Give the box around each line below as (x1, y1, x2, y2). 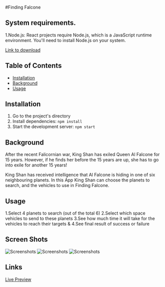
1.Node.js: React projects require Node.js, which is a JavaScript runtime (5, 32, 152, 38)
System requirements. (5, 18, 76, 27)
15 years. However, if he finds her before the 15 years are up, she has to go (5, 157, 159, 163)
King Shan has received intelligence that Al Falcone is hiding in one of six (5, 172, 156, 178)
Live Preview (5, 276, 31, 282)
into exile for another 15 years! (5, 162, 67, 168)
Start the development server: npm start (12, 123, 96, 129)
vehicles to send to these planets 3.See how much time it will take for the (5, 215, 156, 221)
